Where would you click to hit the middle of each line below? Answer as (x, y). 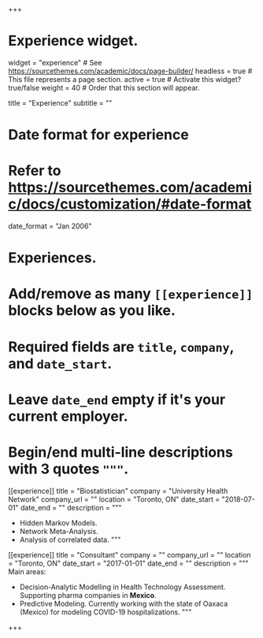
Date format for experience (98, 135)
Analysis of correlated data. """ (70, 540)
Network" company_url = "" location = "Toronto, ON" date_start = (114, 499)
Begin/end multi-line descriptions (121, 452)
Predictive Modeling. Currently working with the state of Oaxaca (124, 603)
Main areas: (27, 571)
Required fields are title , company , (121, 347)
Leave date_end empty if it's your (117, 399)
